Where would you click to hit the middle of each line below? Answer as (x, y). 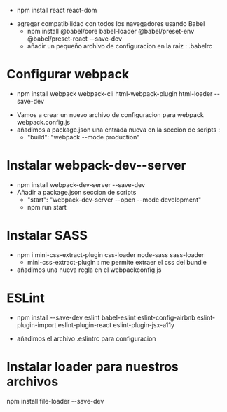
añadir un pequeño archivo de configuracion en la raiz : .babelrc (120, 46)
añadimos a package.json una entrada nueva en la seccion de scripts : (118, 130)
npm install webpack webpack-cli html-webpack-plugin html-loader (115, 93)
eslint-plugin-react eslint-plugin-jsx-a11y (116, 324)
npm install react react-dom (57, 10)
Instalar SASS (47, 236)
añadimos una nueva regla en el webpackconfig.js (89, 270)
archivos (33, 382)
